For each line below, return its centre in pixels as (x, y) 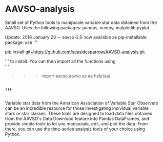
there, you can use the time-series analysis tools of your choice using (75, 129)
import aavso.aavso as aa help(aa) (76, 76)
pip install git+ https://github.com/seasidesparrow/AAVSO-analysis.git (75, 52)
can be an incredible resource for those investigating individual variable (77, 108)
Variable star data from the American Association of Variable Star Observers (82, 103)
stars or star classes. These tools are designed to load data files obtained (79, 113)
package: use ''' (21, 42)
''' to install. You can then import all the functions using (60, 61)
